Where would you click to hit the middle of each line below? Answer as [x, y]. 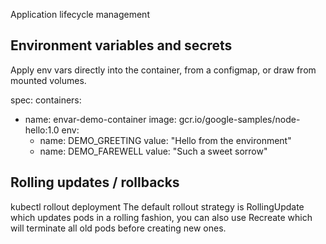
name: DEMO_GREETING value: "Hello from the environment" [165, 140]
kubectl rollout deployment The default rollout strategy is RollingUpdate [157, 206]
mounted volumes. [48, 80]
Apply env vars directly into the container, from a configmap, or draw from [163, 70]
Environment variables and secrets [121, 45]
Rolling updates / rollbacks [95, 182]
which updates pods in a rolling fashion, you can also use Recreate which [161, 217]
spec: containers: [46, 100]
